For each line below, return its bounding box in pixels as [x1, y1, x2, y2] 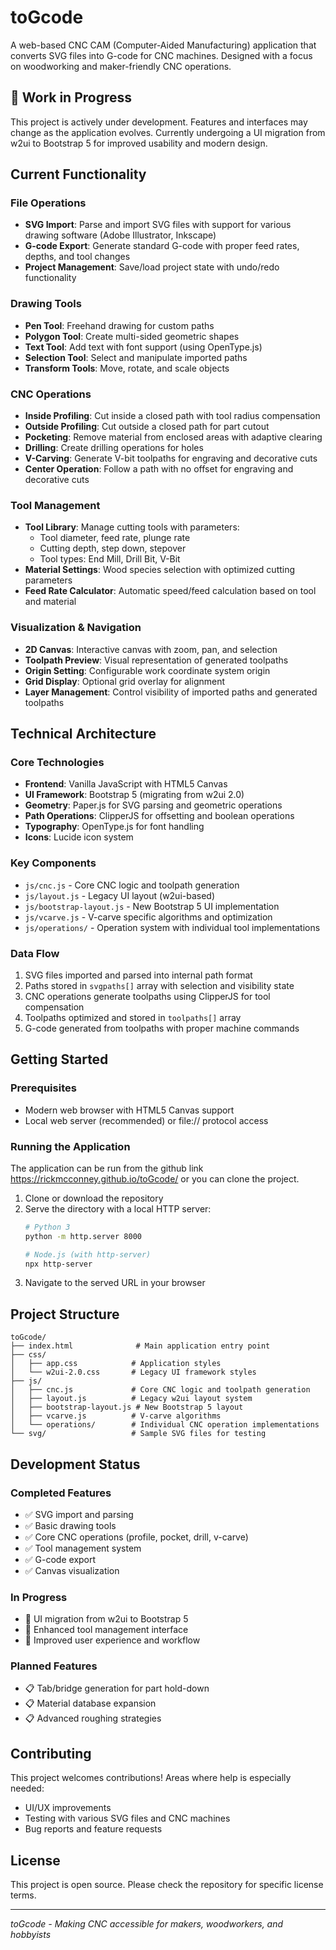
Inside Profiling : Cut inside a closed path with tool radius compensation [24, 410, 321, 422]
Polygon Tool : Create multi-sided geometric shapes [24, 330, 240, 342]
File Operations [10, 196, 87, 210]
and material [24, 596, 77, 608]
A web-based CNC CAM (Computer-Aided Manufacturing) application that [10, 39, 317, 51]
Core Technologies [10, 755, 105, 769]
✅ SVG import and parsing [24, 1508, 134, 1520]
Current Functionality [10, 166, 147, 183]
